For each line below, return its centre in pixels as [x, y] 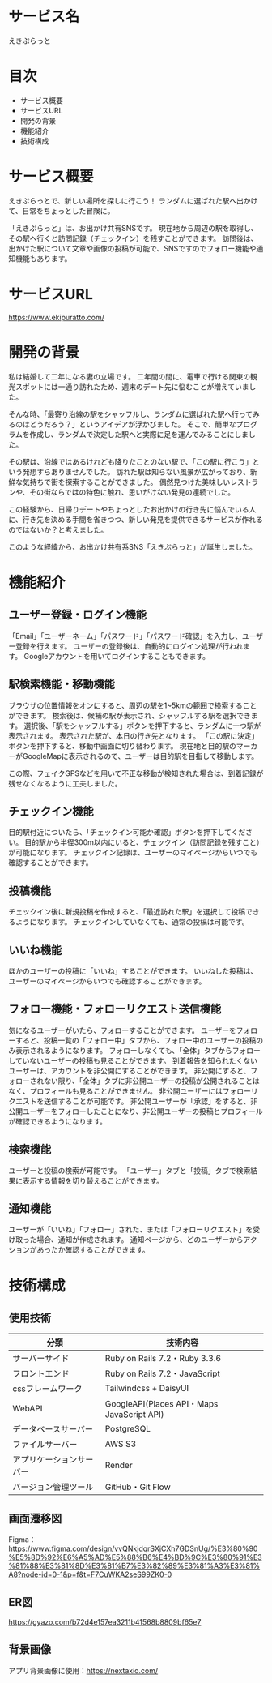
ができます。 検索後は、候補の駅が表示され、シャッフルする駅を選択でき [130, 715]
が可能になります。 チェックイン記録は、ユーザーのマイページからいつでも [133, 853]
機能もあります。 [43, 258]
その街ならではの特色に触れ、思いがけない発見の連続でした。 [132, 492]
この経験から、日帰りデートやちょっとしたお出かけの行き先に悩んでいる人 [132, 509]
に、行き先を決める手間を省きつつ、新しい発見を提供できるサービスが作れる [136, 519]
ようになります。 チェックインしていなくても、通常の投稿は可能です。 [132, 922]
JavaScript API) [134, 1415]
